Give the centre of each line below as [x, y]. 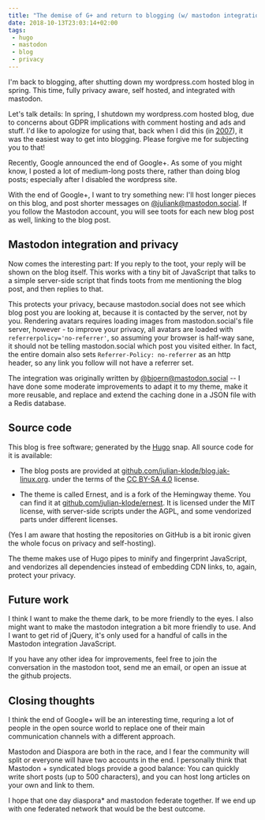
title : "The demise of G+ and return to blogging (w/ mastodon [114, 15]
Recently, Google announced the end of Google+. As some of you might [125, 162]
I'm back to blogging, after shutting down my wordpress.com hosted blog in [131, 82]
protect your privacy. [42, 575]
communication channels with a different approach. [92, 736]
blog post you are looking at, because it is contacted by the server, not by [128, 312]
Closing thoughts [52, 701]
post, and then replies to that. [56, 289]
